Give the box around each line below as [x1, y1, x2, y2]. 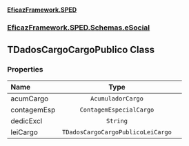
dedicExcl [10, 116, 43, 126]
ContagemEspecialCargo [79, 106, 155, 114]
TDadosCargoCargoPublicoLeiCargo [61, 128, 172, 136]
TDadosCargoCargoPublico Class [7, 43, 155, 55]
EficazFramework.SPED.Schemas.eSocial [7, 23, 150, 32]
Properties [7, 64, 43, 74]
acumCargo [10, 94, 49, 103]
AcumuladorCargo [90, 95, 143, 103]
